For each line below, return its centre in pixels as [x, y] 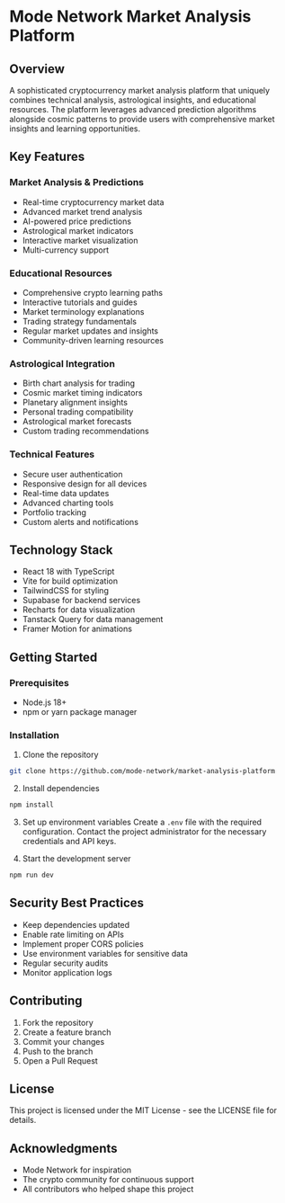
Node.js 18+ [45, 702]
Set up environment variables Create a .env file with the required [142, 822]
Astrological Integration [62, 363]
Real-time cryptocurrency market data [93, 202]
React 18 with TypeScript [68, 572]
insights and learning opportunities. [75, 129]
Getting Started [53, 657]
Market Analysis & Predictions [77, 183]
